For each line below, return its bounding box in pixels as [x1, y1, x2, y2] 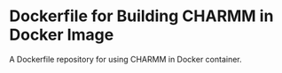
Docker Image [9, 25, 114, 45]
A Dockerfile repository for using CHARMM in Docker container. [9, 54, 242, 64]
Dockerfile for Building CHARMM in [9, 6, 274, 26]
